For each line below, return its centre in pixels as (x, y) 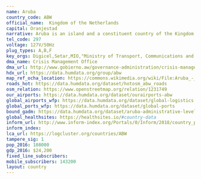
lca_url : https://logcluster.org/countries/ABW (67, 134)
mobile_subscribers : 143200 (41, 162)
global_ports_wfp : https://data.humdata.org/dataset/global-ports (91, 106)
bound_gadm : (21, 112)
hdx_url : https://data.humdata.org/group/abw (64, 73)
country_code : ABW (29, 17)
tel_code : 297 (24, 39)
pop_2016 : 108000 (28, 145)
